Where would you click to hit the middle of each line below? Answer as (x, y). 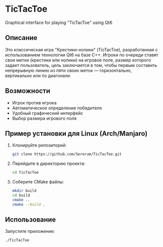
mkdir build (24, 191)
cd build (21, 195)
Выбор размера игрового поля (44, 118)
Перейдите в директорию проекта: (49, 164)
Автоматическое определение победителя (57, 108)
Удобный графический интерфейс (48, 113)
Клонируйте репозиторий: (39, 145)
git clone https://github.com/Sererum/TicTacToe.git (67, 154)
